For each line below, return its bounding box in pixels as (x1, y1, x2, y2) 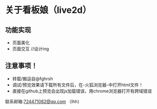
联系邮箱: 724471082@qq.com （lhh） (5, 98, 82, 104)
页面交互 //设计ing (12, 46, 49, 52)
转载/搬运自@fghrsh (12, 75, 53, 81)
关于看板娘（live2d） (5, 4, 92, 16)
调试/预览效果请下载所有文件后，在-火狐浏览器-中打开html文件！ (12, 82, 144, 88)
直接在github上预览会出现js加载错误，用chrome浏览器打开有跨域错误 (12, 88, 152, 94)
